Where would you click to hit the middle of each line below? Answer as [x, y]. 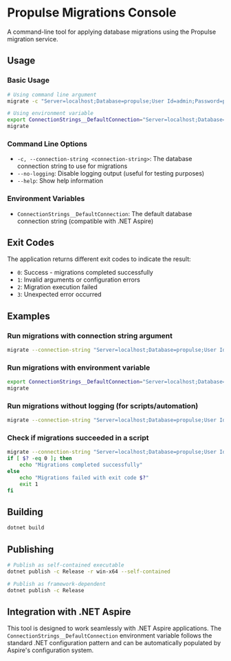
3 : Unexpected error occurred [59, 295]
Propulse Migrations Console [92, 13]
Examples [29, 316]
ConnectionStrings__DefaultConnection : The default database [104, 213]
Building [25, 512]
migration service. [33, 39]
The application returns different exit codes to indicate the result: [99, 259]
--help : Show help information [60, 181]
